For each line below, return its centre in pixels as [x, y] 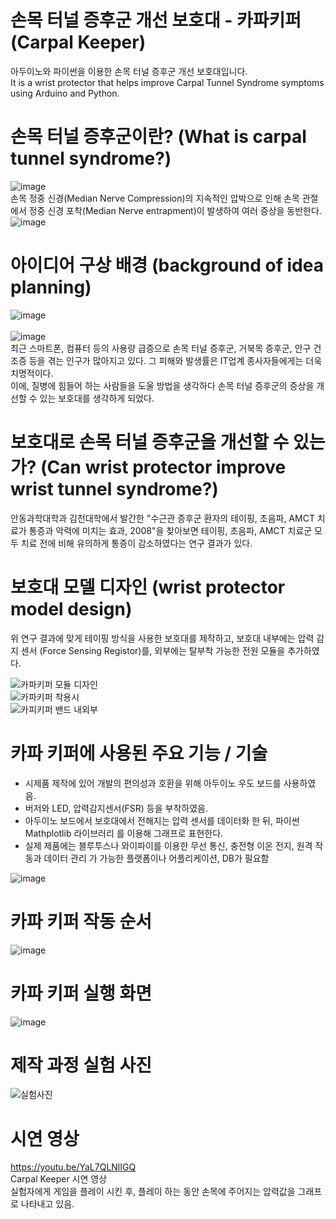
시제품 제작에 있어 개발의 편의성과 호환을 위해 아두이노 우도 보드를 [153, 783]
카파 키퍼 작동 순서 [81, 921]
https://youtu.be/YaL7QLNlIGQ [73, 1167]
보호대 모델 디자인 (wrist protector [148, 587]
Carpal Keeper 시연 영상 [59, 1179]
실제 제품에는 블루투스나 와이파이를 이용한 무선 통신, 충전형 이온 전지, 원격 [168, 845]
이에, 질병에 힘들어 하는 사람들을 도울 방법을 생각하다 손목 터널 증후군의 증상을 [162, 385]
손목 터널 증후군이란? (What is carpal [158, 137]
